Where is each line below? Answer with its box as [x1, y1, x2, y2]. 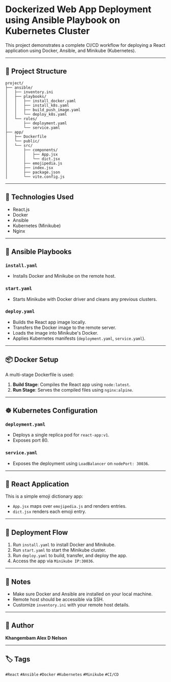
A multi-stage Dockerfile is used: [5, 371, 74, 377]
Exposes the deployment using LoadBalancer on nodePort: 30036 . [12, 460, 150, 467]
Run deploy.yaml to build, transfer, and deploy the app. [12, 553, 127, 559]
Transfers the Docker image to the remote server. [12, 324, 117, 331]
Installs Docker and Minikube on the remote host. [12, 273, 116, 279]
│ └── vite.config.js [5, 174, 65, 179]
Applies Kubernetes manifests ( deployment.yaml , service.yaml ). [12, 335, 146, 341]
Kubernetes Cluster [5, 25, 90, 37]
